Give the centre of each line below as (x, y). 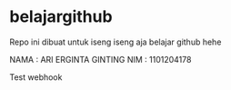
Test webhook (36, 77)
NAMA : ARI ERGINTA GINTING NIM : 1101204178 (100, 59)
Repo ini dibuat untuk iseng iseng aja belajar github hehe (115, 42)
